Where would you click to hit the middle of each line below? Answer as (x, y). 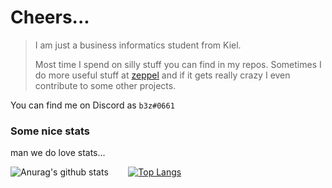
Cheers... (50, 17)
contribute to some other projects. (105, 85)
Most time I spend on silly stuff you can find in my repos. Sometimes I (178, 64)
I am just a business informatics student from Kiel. (138, 45)
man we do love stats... (58, 153)
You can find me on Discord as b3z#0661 (92, 105)
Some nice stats (50, 131)
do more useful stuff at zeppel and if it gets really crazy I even (162, 75)
